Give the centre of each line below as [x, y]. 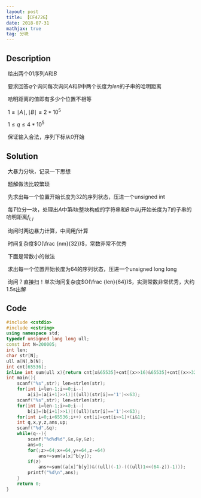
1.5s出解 [16, 289]
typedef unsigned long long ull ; [48, 339]
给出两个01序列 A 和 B [32, 73]
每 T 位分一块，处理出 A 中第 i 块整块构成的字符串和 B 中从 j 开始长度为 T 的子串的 [100, 210]
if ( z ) [35, 461]
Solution [22, 156]
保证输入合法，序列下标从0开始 [46, 137]
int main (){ [21, 378]
